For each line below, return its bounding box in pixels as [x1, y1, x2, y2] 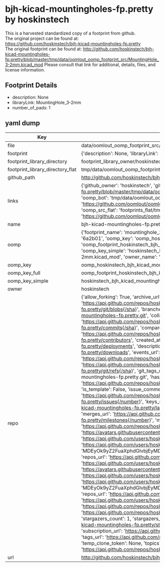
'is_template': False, [81, 386, 127, 393]
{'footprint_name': [81, 229, 123, 235]
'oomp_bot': [81, 194, 109, 201]
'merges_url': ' [81, 410, 114, 417]
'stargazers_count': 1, [81, 515, 132, 522]
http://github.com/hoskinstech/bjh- [82, 46, 154, 52]
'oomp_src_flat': [81, 206, 118, 213]
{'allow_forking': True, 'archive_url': [81, 293, 162, 300]
